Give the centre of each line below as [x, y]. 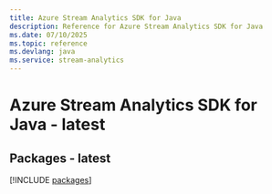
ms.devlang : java [42, 52]
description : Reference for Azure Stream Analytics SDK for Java [136, 26]
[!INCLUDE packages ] [51, 180]
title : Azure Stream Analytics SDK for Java [95, 18]
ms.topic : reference [49, 43]
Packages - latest [60, 158]
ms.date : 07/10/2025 [49, 35]
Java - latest [58, 125]
